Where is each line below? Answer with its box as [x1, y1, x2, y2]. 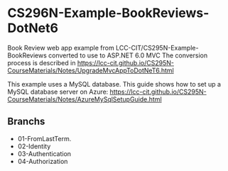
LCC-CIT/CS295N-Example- [116, 43, 199, 52]
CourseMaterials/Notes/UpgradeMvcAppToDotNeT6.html [7, 66, 174, 75]
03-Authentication [17, 149, 72, 158]
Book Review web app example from [7, 43, 115, 52]
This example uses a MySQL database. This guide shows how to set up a [7, 79, 222, 88]
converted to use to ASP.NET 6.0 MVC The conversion [48, 51, 208, 60]
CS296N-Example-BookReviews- [7, 5, 210, 21]
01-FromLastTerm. [17, 134, 72, 143]
